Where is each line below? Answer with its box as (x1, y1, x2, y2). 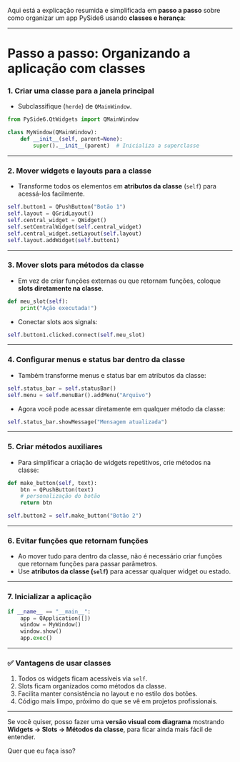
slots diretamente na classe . (17, 284, 104, 292)
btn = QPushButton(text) (20, 486, 94, 493)
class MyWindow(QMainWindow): (7, 129, 98, 136)
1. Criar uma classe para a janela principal (7, 86, 155, 96)
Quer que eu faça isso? (7, 746, 76, 756)
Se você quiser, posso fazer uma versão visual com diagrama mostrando (7, 718, 225, 726)
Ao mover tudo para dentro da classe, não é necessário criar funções (17, 552, 223, 561)
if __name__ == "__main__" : (7, 608, 91, 615)
